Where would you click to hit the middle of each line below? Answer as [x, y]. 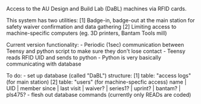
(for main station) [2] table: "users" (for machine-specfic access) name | [97, 82]
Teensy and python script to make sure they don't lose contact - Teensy [96, 51]
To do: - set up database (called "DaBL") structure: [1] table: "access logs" [99, 75]
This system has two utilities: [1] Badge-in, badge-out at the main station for [101, 20]
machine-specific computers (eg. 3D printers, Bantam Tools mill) [87, 33]
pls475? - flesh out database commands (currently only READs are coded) [99, 95]
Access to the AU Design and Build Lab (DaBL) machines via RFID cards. [97, 9]
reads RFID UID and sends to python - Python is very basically [84, 57]
